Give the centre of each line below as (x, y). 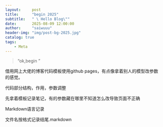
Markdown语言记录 (25, 109)
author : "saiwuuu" (29, 28)
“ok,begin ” (29, 61)
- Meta (21, 47)
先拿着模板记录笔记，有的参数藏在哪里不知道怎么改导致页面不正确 (73, 98)
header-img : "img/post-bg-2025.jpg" (43, 33)
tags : (11, 42)
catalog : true (20, 38)
